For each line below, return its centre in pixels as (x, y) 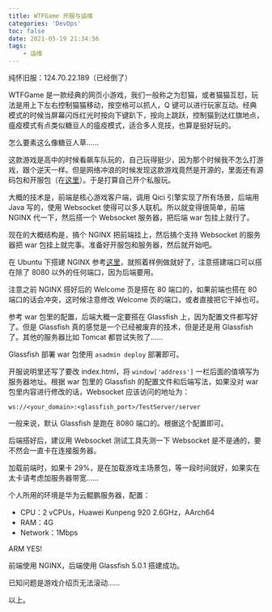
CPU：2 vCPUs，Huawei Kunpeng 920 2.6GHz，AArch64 (117, 512)
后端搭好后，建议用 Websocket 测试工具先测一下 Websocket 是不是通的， (132, 440)
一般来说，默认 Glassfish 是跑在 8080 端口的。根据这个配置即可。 (118, 423)
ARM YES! (25, 549)
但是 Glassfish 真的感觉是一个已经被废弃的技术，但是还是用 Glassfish (138, 327)
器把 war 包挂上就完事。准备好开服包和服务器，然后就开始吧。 (113, 245)
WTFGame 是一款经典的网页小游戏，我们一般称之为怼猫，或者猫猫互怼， (130, 95)
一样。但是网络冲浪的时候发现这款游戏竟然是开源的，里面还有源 (157, 170)
